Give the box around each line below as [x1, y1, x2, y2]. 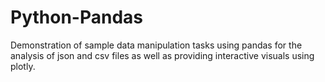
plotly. [10, 60, 36, 72]
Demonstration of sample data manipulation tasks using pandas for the [10, 39, 303, 51]
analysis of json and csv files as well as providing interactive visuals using [10, 49, 315, 61]
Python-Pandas [10, 6, 143, 29]
